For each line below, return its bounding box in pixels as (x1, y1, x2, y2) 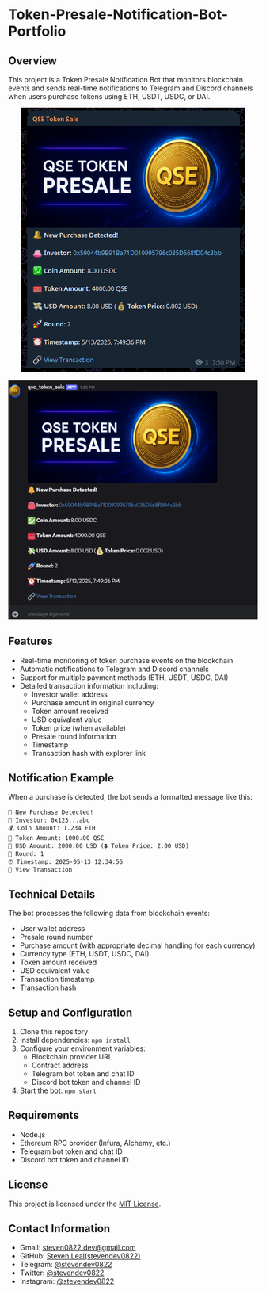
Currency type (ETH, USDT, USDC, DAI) (19, 949, 150, 959)
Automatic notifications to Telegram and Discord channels (19, 664, 210, 674)
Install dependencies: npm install (19, 1035, 131, 1044)
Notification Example (8, 771, 115, 784)
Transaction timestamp (19, 975, 95, 984)
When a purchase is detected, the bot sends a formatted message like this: (8, 792, 253, 802)
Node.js (19, 1129, 46, 1139)
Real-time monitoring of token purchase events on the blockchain (19, 655, 234, 665)
